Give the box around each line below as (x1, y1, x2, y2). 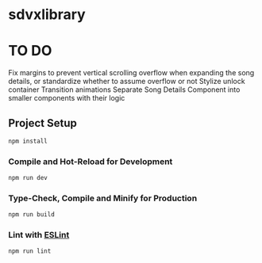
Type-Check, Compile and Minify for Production (8, 192, 198, 204)
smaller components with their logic (8, 93, 125, 103)
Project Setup (8, 116, 78, 130)
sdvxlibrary (8, 6, 86, 24)
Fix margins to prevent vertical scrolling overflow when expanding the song (8, 68, 255, 78)
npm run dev (8, 174, 48, 182)
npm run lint (8, 247, 52, 255)
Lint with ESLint (8, 230, 70, 241)
